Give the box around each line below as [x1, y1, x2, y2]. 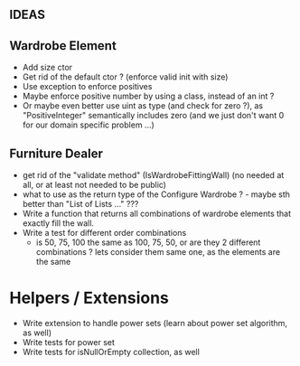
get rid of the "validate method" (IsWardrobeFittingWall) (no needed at [22, 170, 285, 181]
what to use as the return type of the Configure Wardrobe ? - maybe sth [22, 189, 291, 200]
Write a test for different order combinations [22, 228, 187, 239]
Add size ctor [22, 62, 73, 73]
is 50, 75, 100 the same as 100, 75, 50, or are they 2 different [35, 237, 261, 248]
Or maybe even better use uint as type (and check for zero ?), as [22, 100, 264, 111]
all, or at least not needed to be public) [22, 180, 167, 191]
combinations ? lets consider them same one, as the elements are [35, 247, 281, 258]
